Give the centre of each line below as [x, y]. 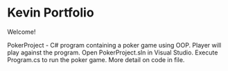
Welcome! [21, 32]
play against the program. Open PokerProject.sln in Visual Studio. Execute [113, 52]
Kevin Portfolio [51, 13]
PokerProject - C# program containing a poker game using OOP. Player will [114, 45]
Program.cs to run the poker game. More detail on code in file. [96, 59]
